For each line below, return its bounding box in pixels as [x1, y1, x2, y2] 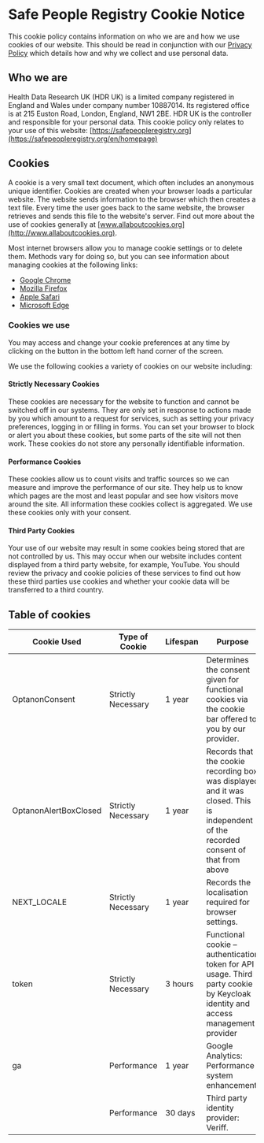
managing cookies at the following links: [8, 260, 138, 269]
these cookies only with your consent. [8, 508, 132, 518]
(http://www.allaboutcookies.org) [8, 228, 115, 237]
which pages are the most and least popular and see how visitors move [8, 491, 239, 501]
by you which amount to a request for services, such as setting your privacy [8, 414, 255, 423]
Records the [206, 877, 251, 888]
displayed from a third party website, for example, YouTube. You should [8, 560, 240, 570]
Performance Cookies [8, 457, 82, 466]
